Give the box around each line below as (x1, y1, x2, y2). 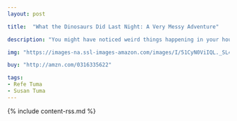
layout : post (7, 10, 46, 18)
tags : (7, 74, 23, 81)
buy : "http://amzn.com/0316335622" (7, 62, 112, 69)
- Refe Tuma (7, 81, 42, 88)
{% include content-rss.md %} (7, 107, 97, 115)
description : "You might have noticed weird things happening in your (7, 36, 219, 43)
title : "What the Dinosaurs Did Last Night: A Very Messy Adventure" (7, 23, 219, 30)
